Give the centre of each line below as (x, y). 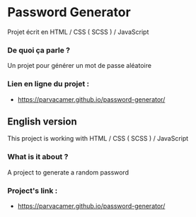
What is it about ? (38, 157)
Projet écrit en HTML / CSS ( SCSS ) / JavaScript (78, 32)
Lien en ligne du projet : (48, 84)
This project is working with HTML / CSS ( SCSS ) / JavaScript (98, 139)
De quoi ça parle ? (39, 50)
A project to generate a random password (68, 172)
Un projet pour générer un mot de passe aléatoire (80, 66)
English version (42, 121)
